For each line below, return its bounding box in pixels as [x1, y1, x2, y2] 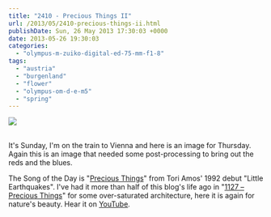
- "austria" [15, 65, 57, 73]
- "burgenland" [15, 72, 67, 80]
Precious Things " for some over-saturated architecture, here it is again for [8, 191, 255, 201]
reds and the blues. [8, 158, 73, 168]
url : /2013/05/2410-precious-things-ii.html [8, 19, 161, 28]
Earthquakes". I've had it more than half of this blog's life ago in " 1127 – [8, 182, 245, 192]
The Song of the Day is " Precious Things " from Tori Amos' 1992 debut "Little [8, 173, 264, 183]
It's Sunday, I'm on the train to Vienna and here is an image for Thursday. [8, 141, 252, 151]
